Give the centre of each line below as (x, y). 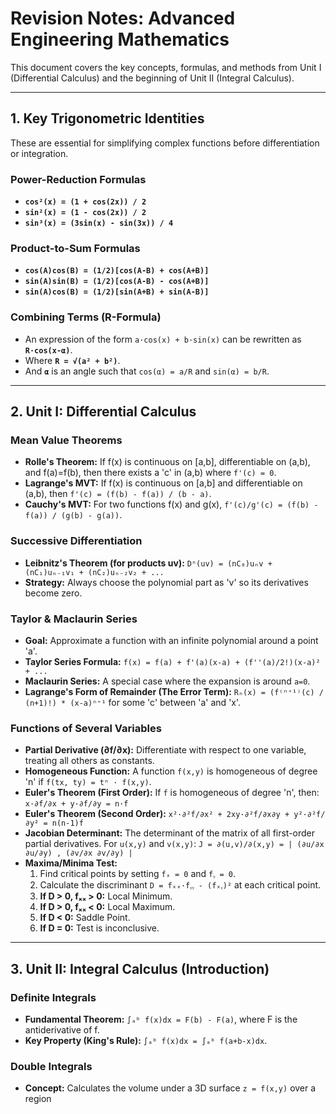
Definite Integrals (53, 997)
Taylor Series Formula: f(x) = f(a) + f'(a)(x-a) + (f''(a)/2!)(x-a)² (172, 661)
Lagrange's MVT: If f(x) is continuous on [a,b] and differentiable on (163, 483)
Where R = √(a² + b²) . (72, 360)
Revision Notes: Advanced (123, 18)
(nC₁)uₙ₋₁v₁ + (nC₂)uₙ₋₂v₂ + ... (94, 572)
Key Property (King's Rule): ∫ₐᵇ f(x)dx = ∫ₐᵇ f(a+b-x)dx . (146, 1040)
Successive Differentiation (76, 541)
